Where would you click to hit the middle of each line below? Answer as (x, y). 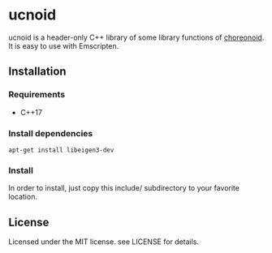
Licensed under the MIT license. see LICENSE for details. (104, 242)
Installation (37, 72)
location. (23, 197)
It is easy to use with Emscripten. (64, 45)
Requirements (37, 95)
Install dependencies (51, 133)
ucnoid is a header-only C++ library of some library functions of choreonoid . (136, 37)
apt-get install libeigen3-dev (61, 150)
